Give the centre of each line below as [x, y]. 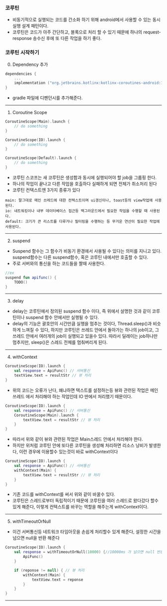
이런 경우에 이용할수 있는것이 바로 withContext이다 [69, 452]
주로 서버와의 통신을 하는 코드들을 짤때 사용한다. [59, 263]
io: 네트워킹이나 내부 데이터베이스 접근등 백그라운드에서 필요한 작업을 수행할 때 [76, 211]
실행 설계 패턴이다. [30, 26]
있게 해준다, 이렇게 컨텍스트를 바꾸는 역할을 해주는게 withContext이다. [80, 507]
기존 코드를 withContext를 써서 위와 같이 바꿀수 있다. [64, 494]
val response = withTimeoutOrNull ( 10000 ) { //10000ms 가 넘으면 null [84, 552]
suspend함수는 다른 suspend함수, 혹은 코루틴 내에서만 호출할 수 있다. [80, 257]
